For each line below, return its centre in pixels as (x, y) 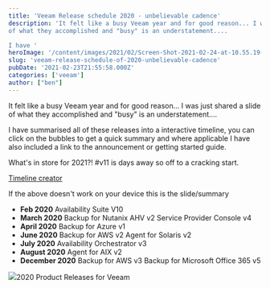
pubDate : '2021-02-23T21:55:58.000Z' (72, 68)
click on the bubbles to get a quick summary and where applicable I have (129, 138)
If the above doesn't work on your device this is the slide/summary (119, 193)
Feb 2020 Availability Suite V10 (72, 209)
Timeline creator (35, 178)
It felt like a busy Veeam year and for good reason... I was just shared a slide (135, 105)
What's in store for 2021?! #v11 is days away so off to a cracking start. (124, 163)
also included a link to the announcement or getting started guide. (117, 146)
